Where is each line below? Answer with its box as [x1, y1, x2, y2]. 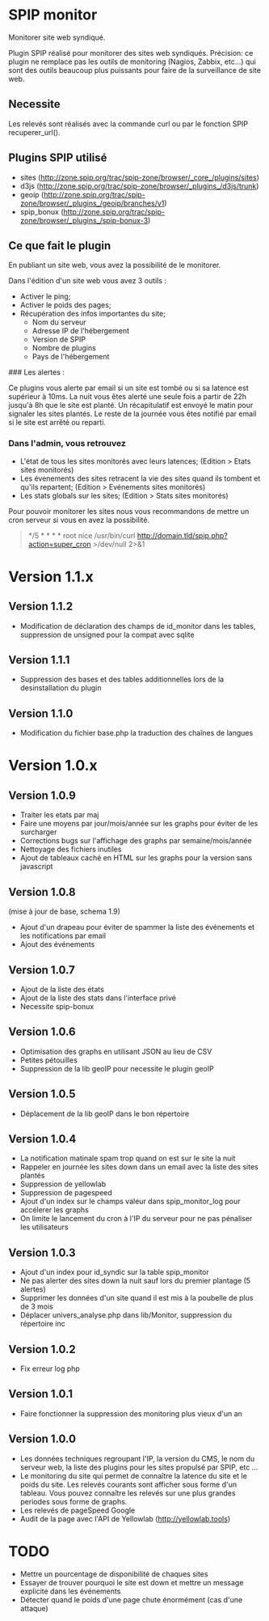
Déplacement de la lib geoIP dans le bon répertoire [19, 1109, 190, 1118]
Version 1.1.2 [8, 600, 74, 613]
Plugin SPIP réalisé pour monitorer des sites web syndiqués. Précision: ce [8, 48, 254, 57]
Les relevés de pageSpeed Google [19, 1505, 136, 1515]
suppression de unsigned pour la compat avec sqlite [19, 630, 195, 639]
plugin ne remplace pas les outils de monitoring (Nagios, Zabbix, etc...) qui [8, 57, 256, 66]
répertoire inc [19, 1319, 66, 1329]
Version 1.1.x [8, 567, 95, 586]
